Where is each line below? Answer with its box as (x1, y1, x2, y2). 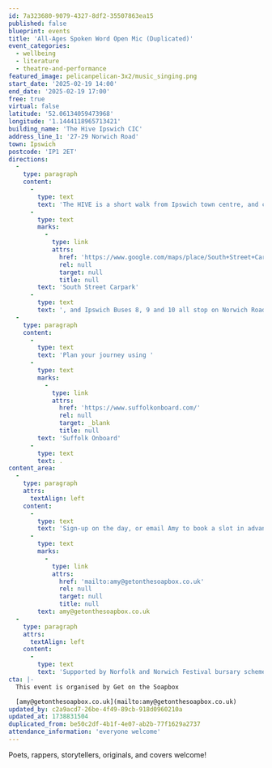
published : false (8, 19, 67, 28)
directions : (8, 155, 49, 163)
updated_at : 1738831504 (8, 713, 89, 721)
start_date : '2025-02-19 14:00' (8, 79, 117, 88)
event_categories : (8, 42, 70, 50)
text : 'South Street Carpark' (37, 283, 139, 292)
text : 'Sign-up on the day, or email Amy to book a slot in (37, 525, 244, 533)
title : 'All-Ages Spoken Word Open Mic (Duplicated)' (8, 34, 194, 43)
